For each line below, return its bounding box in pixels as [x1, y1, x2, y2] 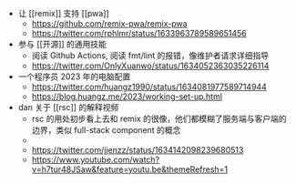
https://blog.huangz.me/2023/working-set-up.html [31, 91, 223, 102]
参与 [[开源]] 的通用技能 [17, 39, 107, 49]
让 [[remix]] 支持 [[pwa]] [17, 8, 109, 18]
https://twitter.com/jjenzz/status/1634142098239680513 [31, 145, 244, 155]
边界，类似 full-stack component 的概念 [31, 125, 181, 135]
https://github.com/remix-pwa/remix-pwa [31, 18, 189, 29]
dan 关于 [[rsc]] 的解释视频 [17, 102, 119, 112]
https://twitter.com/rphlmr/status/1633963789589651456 [31, 28, 248, 38]
